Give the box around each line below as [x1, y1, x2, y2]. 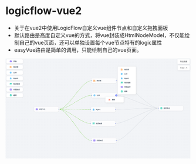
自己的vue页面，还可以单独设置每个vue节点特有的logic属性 [19, 39, 163, 46]
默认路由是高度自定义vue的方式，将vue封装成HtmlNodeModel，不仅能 [13, 31, 185, 39]
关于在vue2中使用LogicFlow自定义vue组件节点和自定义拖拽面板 [13, 24, 168, 31]
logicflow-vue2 [5, 4, 82, 18]
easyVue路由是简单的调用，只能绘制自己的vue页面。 [13, 46, 142, 53]
